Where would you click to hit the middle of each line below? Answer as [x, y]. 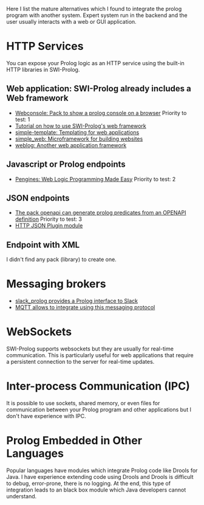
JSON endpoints [38, 198]
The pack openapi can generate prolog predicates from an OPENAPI [100, 213]
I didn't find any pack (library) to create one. [61, 259]
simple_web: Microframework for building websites [79, 139]
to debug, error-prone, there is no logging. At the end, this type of [89, 483]
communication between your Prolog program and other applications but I [99, 409]
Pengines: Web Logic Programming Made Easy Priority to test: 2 [95, 179]
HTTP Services [45, 47]
